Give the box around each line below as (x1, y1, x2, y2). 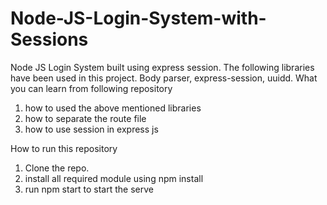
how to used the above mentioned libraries (24, 102, 202, 114)
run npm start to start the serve (24, 183, 154, 195)
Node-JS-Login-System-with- (10, 7, 267, 30)
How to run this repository (10, 142, 118, 154)
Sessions (10, 28, 89, 51)
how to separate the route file (24, 112, 147, 124)
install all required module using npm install (24, 172, 204, 184)
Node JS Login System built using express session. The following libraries (10, 61, 315, 73)
